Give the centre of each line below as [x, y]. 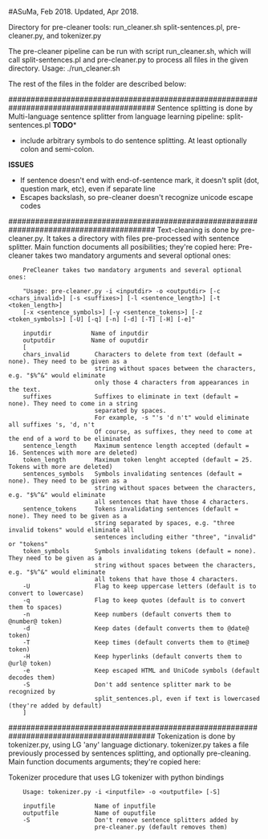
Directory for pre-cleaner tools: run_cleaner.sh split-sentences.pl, [116, 27]
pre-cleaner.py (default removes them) [161, 827]
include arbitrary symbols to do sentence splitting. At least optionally [133, 141]
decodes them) [32, 678]
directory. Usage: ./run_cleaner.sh [64, 68]
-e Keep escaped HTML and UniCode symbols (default [142, 670]
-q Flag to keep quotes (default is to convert [134, 601]
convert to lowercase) [46, 593]
